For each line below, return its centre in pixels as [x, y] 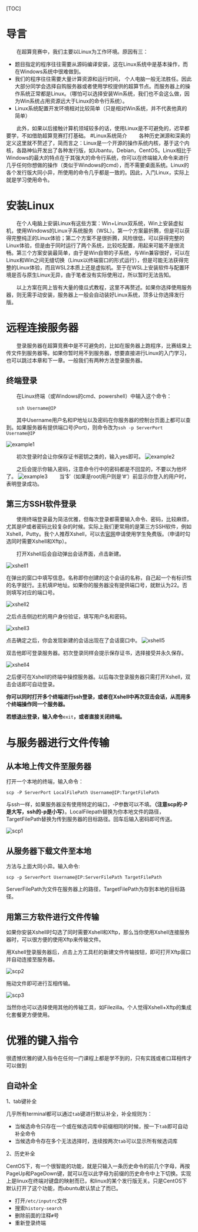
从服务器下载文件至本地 [49, 851]
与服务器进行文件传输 [58, 743]
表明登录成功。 [24, 483]
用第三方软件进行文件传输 [52, 917]
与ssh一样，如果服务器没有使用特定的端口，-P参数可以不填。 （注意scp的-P [97, 805]
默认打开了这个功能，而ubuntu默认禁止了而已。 [64, 1188]
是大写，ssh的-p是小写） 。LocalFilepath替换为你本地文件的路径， [85, 812]
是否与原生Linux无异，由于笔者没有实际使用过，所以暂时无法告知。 [93, 275]
